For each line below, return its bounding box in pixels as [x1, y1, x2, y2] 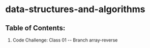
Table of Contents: [5, 24, 66, 32]
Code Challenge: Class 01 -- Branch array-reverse [12, 37, 118, 43]
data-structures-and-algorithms [5, 4, 146, 15]
